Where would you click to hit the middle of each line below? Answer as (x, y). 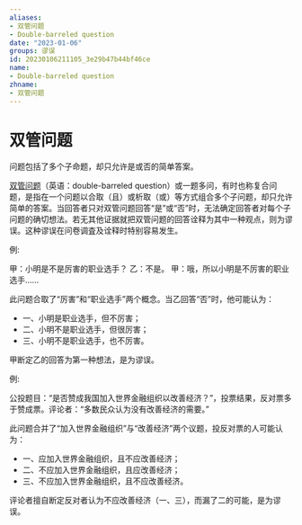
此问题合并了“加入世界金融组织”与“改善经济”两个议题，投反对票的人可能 (142, 429)
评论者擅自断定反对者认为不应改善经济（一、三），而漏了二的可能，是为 (141, 501)
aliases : (26, 18)
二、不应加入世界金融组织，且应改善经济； (101, 470)
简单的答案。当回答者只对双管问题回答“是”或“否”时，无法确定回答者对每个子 (150, 209)
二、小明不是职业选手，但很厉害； (85, 330)
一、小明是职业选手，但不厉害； (81, 318)
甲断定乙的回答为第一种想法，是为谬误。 (84, 360)
